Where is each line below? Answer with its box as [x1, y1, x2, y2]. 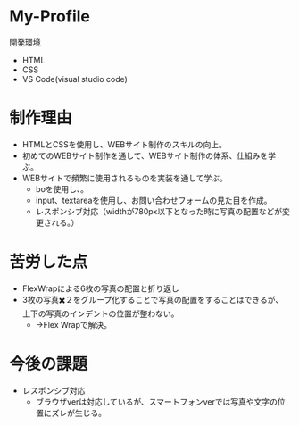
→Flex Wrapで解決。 [35, 319, 112, 330]
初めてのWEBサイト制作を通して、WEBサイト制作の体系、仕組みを [21, 150, 269, 161]
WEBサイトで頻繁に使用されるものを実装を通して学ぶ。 [21, 172, 228, 183]
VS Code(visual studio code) [21, 73, 128, 84]
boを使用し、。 [35, 183, 89, 194]
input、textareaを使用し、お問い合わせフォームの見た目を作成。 [35, 195, 272, 205]
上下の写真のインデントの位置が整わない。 [21, 308, 179, 319]
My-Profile [9, 6, 91, 27]
